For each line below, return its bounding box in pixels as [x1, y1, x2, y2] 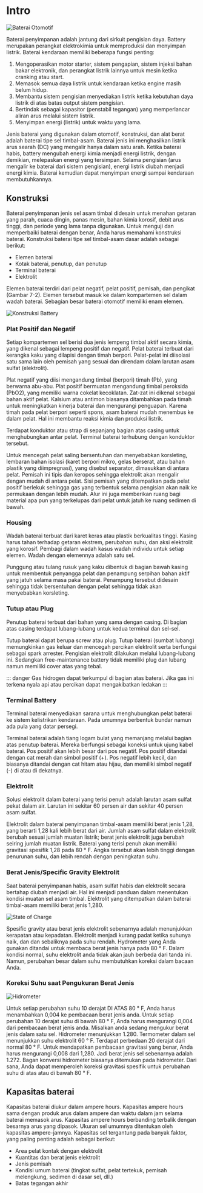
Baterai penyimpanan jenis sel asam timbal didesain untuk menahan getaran [6, 209, 196, 217]
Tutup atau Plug [6, 604, 54, 613]
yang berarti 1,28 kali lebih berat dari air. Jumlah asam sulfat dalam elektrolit [6, 827, 196, 834]
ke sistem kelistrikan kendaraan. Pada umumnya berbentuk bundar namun [6, 716, 192, 723]
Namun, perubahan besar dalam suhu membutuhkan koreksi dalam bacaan [6, 957, 194, 965]
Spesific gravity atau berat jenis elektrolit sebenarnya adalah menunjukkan [6, 925, 193, 932]
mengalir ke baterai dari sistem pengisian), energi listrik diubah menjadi [6, 163, 185, 170]
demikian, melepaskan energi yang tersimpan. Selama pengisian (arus [6, 156, 182, 163]
